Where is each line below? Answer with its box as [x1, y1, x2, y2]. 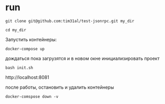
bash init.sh [5, 65, 33, 70]
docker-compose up [5, 46, 45, 51]
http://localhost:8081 [5, 74, 49, 80]
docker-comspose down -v [5, 94, 59, 99]
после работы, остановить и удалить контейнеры [5, 84, 114, 90]
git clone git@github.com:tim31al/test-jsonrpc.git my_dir [5, 18, 135, 24]
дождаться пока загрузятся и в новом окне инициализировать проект [5, 55, 160, 61]
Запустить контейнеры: [5, 36, 57, 43]
